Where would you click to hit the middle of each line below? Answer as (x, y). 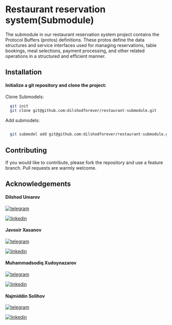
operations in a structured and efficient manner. (56, 56)
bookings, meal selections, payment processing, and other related (75, 51)
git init (19, 106)
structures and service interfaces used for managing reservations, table (81, 45)
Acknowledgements (38, 184)
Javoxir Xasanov (24, 230)
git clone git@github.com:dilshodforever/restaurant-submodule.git (83, 111)
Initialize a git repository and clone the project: (56, 85)
